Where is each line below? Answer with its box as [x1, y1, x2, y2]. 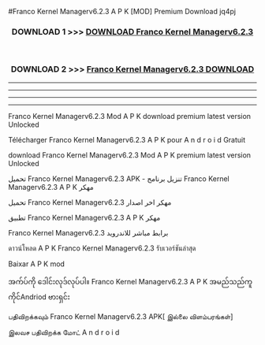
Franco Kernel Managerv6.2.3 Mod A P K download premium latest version [8, 111, 251, 121]
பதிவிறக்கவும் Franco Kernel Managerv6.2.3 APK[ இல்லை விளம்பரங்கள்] [8, 311, 233, 321]
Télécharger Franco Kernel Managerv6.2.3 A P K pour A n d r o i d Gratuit [8, 135, 246, 144]
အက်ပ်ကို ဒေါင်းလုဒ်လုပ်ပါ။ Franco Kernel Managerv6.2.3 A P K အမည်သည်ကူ [8, 276, 253, 286]
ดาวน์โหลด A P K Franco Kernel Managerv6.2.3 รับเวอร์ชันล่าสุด [8, 243, 196, 253]
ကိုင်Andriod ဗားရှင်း [8, 291, 71, 302]
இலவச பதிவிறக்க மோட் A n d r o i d [8, 327, 120, 337]
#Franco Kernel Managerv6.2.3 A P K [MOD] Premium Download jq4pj [8, 7, 237, 16]
